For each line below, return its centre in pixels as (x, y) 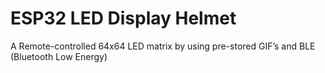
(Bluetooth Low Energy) (59, 56)
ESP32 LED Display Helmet (123, 18)
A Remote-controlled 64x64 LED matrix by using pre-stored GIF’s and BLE (163, 46)
